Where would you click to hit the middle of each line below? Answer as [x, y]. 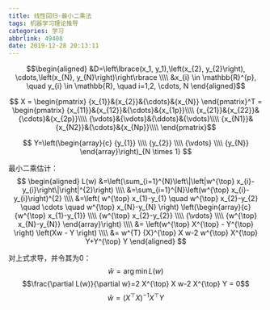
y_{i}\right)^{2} [38, 199]
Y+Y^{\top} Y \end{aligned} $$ [136, 241]
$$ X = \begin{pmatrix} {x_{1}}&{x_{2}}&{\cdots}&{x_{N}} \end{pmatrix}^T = [136, 102]
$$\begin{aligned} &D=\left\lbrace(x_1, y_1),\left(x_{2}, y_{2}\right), [136, 69]
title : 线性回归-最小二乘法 [50, 16]
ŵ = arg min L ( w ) [136, 271]
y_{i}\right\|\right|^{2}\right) [68, 190]
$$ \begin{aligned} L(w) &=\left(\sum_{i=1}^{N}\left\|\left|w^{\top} [126, 182]
